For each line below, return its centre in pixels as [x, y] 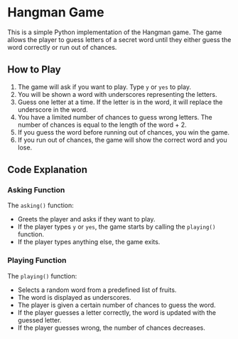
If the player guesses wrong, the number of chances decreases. [112, 328]
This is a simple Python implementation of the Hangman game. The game [115, 32]
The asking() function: [41, 205]
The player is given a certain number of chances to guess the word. [117, 305]
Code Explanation [47, 170]
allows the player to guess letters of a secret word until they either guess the [119, 39]
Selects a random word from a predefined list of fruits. [97, 290]
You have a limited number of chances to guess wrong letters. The [115, 117]
